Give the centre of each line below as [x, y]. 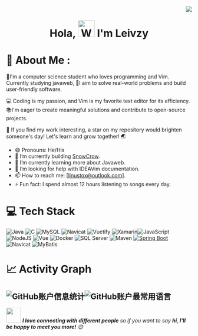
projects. [17, 118]
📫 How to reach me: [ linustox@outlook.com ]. [70, 176]
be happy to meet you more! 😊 [45, 327]
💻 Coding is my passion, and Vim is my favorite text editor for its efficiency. [98, 101]
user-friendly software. [34, 89]
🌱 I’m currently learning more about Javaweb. [70, 163]
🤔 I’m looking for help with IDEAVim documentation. [77, 169]
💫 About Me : [38, 60]
